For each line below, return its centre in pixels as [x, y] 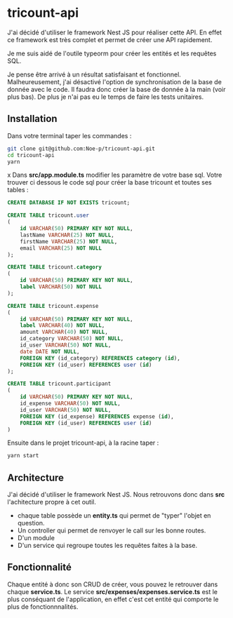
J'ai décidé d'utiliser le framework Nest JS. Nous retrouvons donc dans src [116, 495]
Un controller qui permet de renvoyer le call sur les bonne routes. [112, 530]
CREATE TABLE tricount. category [54, 267]
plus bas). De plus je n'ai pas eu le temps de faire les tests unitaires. [106, 97]
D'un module [36, 538]
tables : [18, 190]
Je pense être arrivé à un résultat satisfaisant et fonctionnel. [94, 74]
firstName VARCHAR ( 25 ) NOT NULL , [69, 241]
